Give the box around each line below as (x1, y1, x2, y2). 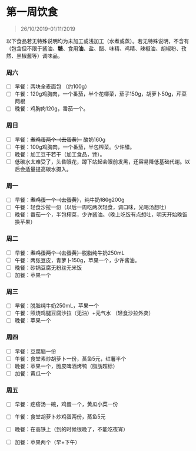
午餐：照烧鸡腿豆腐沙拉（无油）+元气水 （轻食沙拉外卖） (14, 309, 154, 316)
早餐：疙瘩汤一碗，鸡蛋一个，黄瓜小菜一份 (14, 401, 118, 408)
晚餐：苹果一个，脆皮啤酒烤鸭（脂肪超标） (14, 362, 118, 370)
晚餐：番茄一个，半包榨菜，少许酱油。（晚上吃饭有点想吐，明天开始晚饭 (14, 211, 188, 218)
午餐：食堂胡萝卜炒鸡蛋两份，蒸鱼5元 (14, 413, 106, 420)
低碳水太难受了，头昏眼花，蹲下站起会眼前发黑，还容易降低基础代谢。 (14, 158, 185, 165)
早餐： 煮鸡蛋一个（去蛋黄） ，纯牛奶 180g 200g (14, 196, 125, 204)
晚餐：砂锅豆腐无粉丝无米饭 (14, 264, 82, 271)
